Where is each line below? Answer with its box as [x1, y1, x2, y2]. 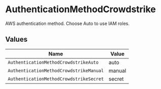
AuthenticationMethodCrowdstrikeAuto [8, 60, 99, 65]
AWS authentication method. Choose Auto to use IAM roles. [5, 20, 130, 26]
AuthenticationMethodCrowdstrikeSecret [8, 76, 104, 82]
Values [5, 35, 28, 44]
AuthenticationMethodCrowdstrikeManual [8, 68, 104, 73]
